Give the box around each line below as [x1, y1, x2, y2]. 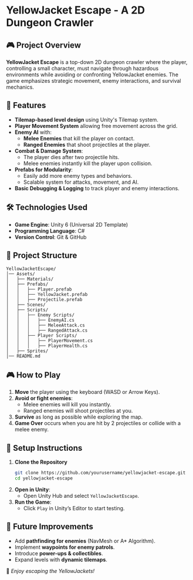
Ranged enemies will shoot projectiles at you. [23, 407, 133, 414]
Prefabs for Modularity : [14, 166, 73, 173]
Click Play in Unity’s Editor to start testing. [23, 504, 125, 511]
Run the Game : [14, 498, 52, 505]
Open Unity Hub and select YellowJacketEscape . [23, 492, 140, 499]
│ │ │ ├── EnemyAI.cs [6, 318, 75, 323]
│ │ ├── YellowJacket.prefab [6, 292, 88, 298]
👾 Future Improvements [6, 522, 94, 532]
